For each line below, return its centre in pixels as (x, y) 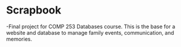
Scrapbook (34, 10)
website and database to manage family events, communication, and (90, 32)
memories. (19, 39)
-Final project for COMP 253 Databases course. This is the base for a (91, 26)
